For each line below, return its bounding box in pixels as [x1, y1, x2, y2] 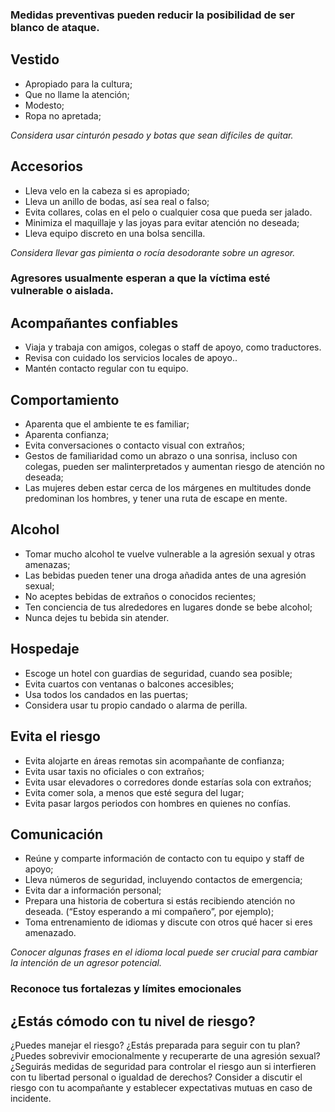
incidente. [10, 1093, 52, 1105]
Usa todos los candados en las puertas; [24, 688, 189, 700]
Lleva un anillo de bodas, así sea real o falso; [24, 195, 210, 207]
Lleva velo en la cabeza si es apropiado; [24, 184, 190, 197]
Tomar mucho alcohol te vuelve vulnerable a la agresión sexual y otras [24, 548, 316, 560]
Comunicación [10, 826, 104, 843]
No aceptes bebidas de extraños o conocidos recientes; [24, 590, 257, 602]
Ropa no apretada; [24, 109, 102, 122]
